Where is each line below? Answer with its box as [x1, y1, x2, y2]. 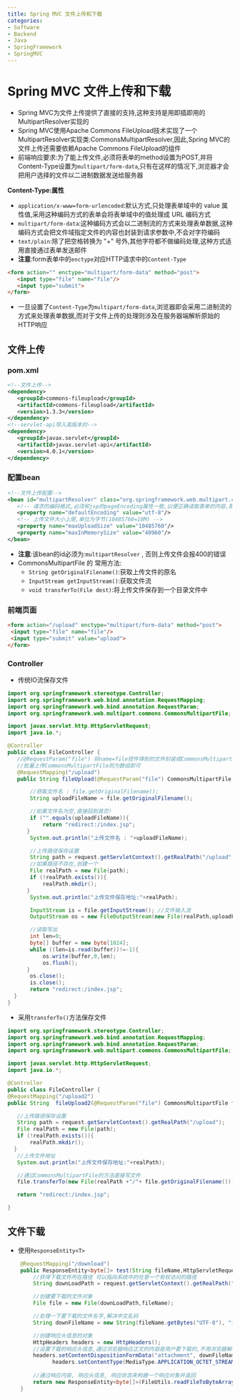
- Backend [7, 30, 37, 38]
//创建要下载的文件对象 [33, 1293, 93, 1300]
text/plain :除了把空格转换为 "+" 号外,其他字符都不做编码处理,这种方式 [17, 236, 226, 245]
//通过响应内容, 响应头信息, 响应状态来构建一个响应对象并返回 [33, 1372, 196, 1379]
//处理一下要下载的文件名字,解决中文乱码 [33, 1313, 139, 1320]
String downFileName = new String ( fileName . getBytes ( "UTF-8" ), [33, 1319, 225, 1326]
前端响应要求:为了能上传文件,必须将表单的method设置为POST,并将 [17, 153, 213, 161]
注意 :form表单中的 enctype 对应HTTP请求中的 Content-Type [17, 254, 187, 263]
